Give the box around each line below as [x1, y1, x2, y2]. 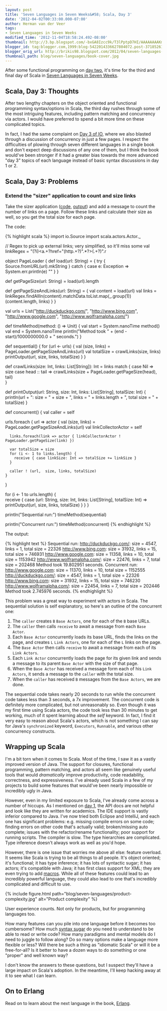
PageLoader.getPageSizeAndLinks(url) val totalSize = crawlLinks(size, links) [5, 348, 161, 354]
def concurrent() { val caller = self [5, 409, 75, 415]
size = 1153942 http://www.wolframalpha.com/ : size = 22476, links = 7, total [5, 556, 161, 562]
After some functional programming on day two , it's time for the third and [5, 67, 155, 73]
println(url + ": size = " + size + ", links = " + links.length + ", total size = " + [5, 394, 159, 400]
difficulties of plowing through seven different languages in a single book [5, 141, 155, 147]
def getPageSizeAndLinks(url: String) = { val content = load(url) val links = [5, 287, 157, 294]
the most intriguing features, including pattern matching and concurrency [5, 111, 156, 117]
